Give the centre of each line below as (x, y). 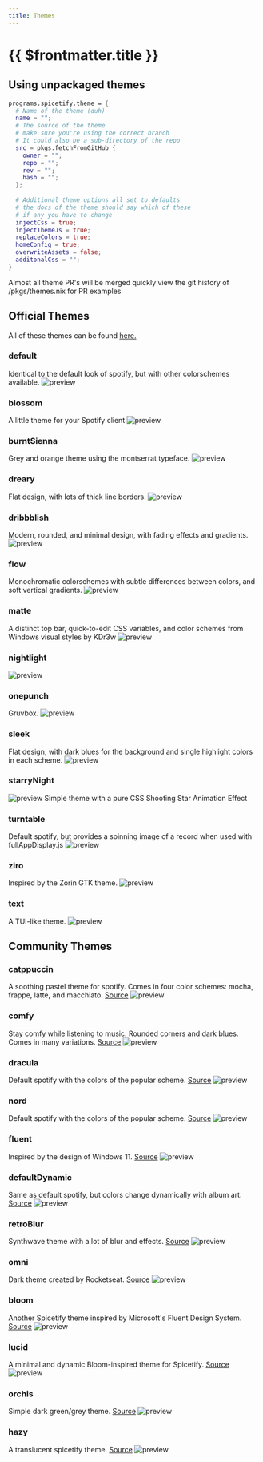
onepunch (29, 695)
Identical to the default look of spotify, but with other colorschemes (119, 373)
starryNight (31, 780)
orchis (21, 1394)
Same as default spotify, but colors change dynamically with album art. (125, 1194)
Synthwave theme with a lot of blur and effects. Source (99, 1242)
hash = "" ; (41, 178)
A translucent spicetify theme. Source (71, 1449)
